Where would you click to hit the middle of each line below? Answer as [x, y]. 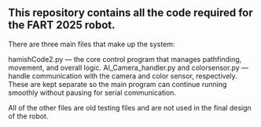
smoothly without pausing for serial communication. [92, 93]
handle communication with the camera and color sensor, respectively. [123, 76]
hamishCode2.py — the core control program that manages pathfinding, [125, 59]
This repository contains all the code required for [130, 13]
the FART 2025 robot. [62, 25]
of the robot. [28, 116]
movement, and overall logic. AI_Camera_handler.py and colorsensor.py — [129, 67]
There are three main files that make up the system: [92, 44]
